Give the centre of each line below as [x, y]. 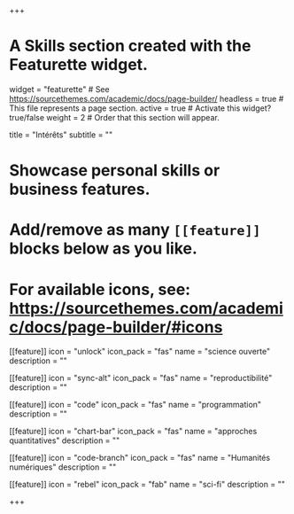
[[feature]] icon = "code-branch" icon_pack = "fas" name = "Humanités [140, 458]
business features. [80, 189]
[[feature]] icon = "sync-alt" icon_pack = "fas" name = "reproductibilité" [141, 378]
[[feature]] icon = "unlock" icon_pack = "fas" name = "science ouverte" [140, 352]
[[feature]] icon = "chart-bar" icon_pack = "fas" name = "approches [133, 432]
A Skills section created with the [130, 46]
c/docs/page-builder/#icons [116, 327]
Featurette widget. [79, 65]
